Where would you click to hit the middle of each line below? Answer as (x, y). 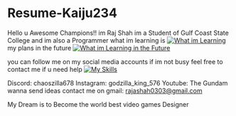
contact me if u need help (45, 69)
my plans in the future (39, 48)
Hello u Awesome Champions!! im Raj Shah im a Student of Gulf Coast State (118, 33)
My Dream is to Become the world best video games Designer (98, 104)
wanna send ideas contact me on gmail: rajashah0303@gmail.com (105, 90)
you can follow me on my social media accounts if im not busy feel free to (115, 61)
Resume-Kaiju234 (62, 13)
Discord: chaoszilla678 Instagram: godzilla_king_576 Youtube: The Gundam (118, 83)
